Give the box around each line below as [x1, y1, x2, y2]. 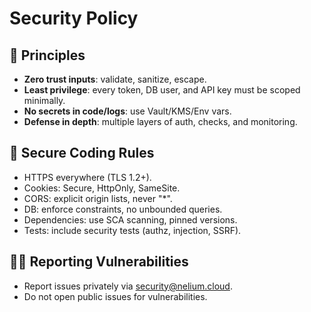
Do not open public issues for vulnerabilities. [23, 290, 208, 302]
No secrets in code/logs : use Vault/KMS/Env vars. [23, 105, 232, 117]
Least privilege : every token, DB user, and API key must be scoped [23, 84, 301, 96]
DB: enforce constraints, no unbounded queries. [23, 203, 223, 215]
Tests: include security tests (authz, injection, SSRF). [23, 224, 242, 236]
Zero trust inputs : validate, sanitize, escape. [23, 73, 207, 85]
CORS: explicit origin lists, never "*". [23, 192, 173, 204]
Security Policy [9, 7, 139, 30]
